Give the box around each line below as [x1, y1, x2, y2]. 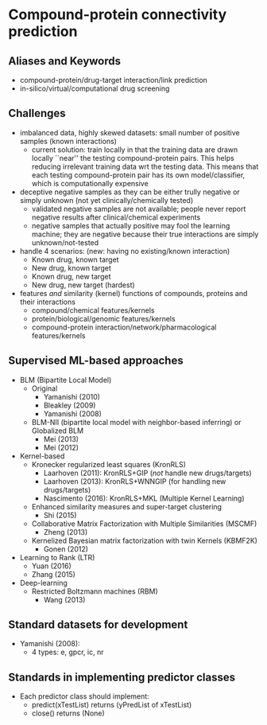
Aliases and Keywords [8, 54, 122, 68]
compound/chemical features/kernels [31, 305, 155, 315]
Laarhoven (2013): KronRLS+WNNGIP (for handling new [43, 476, 226, 486]
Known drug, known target [31, 255, 119, 264]
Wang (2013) [43, 594, 86, 604]
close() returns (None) [31, 708, 105, 718]
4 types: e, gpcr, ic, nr [31, 647, 104, 657]
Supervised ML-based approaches [8, 354, 184, 368]
